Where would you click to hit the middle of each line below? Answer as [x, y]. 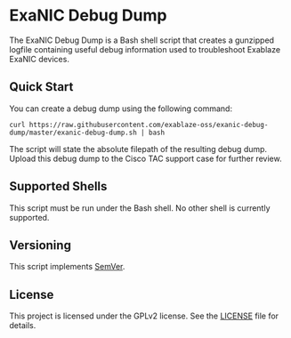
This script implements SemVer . [67, 267]
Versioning [40, 245]
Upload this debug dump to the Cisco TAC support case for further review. [145, 158]
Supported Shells [58, 186]
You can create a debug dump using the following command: [121, 109]
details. [23, 326]
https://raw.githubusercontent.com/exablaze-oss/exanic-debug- [149, 125]
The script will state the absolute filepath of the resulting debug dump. [138, 149]
